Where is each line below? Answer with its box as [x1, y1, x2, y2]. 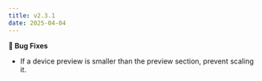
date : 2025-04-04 [8, 19, 67, 27]
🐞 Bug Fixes [8, 40, 48, 50]
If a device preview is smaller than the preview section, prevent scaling [19, 56, 254, 66]
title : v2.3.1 [8, 11, 56, 20]
